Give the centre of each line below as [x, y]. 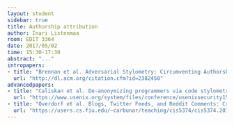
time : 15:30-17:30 [34, 53]
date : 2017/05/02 [32, 46]
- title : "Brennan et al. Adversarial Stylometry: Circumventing [104, 72]
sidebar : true [28, 20]
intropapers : [26, 65]
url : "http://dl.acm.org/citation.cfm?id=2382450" [88, 78]
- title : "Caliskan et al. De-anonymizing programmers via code [102, 91]
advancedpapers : [31, 85]
